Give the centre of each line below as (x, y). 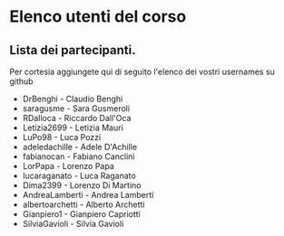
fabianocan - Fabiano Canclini (78, 156)
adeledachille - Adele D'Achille (80, 147)
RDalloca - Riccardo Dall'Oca (77, 118)
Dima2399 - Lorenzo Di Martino (82, 185)
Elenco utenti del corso (98, 17)
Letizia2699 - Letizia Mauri (73, 127)
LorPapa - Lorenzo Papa (69, 166)
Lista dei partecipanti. (73, 50)
